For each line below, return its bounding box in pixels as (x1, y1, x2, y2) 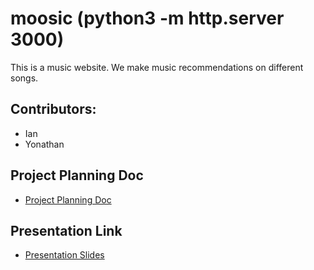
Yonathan (24, 138, 65, 150)
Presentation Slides (24, 249, 105, 261)
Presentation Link (10, 222, 123, 239)
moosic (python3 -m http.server (10, 7, 285, 30)
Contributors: (10, 101, 97, 118)
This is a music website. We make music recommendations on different (10, 61, 304, 73)
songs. (10, 72, 39, 84)
